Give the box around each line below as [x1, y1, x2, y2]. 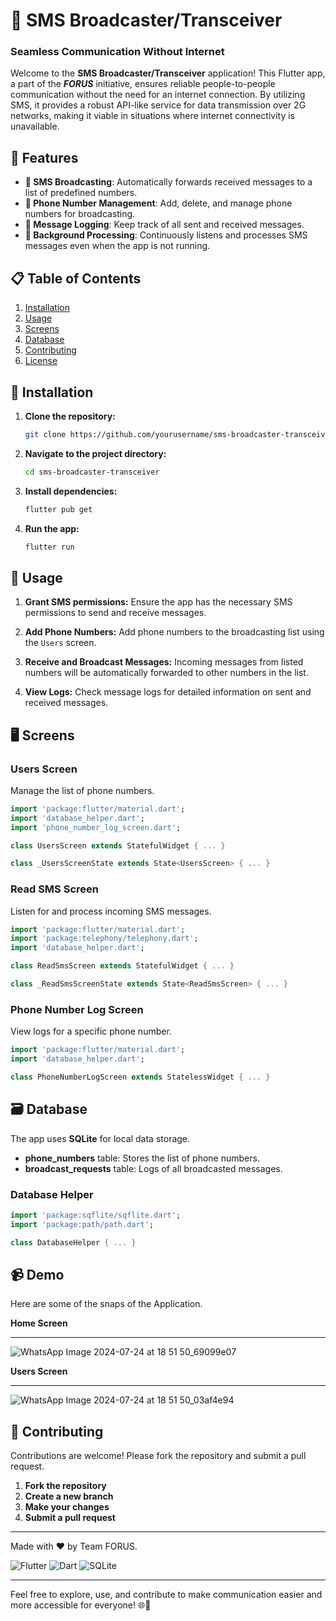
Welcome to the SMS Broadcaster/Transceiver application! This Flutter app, [10, 67, 326, 79]
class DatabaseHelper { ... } [10, 1237, 137, 1248]
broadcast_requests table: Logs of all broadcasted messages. [24, 1162, 283, 1174]
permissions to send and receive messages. [24, 607, 207, 619]
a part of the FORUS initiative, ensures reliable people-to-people [10, 78, 276, 90]
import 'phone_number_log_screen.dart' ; [10, 822, 182, 833]
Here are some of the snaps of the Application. [10, 1298, 203, 1310]
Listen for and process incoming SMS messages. [10, 905, 212, 917]
